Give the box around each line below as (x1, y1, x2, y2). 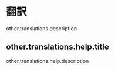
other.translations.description (6, 24, 77, 32)
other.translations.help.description (6, 57, 89, 64)
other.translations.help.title (6, 42, 110, 52)
